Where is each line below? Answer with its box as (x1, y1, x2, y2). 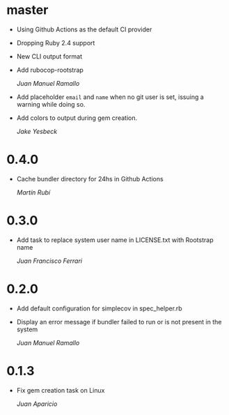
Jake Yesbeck (16, 127, 57, 135)
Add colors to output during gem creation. (16, 114, 137, 122)
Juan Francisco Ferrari (16, 257, 83, 265)
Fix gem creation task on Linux (16, 386, 105, 394)
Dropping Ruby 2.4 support (16, 38, 95, 47)
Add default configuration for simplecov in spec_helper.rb (16, 304, 182, 312)
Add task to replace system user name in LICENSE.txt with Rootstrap (16, 236, 214, 244)
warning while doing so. (16, 100, 86, 108)
